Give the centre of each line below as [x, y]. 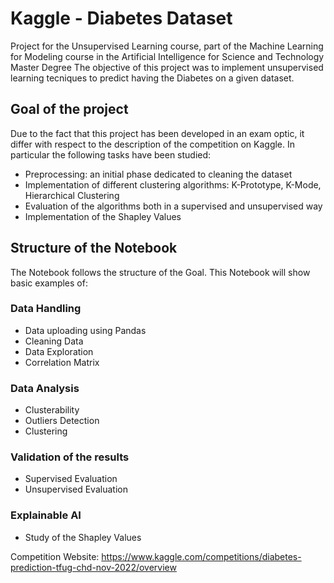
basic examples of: [49, 283]
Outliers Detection [62, 421]
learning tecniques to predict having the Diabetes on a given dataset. [152, 78]
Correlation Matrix [62, 362]
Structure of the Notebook [94, 248]
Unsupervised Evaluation [76, 489]
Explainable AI [46, 515]
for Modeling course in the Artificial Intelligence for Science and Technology [167, 56]
